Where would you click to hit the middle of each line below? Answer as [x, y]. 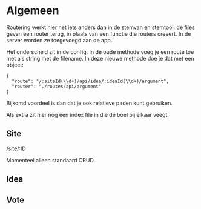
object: [15, 65]
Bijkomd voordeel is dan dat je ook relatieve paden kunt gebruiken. [89, 103]
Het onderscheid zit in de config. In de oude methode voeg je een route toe [100, 51]
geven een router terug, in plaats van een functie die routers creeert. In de [99, 33]
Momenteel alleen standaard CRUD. [51, 160]
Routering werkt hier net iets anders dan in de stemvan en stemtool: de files [100, 27]
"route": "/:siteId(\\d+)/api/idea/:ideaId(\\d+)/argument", [91, 81]
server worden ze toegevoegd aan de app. [59, 40]
